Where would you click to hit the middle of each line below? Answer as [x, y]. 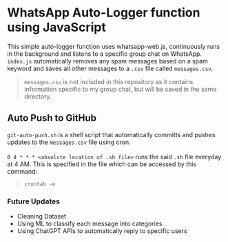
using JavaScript [57, 27]
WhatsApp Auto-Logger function [104, 13]
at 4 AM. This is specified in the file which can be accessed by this [102, 164]
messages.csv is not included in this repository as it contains [108, 81]
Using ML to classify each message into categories [90, 224]
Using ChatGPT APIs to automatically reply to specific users [102, 231]
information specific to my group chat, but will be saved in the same [120, 89]
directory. [38, 96]
